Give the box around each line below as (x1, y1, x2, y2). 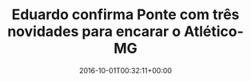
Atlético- (184, 22, 245, 41)
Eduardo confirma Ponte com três (11, 6, 240, 24)
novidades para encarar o (6, 22, 181, 41)
